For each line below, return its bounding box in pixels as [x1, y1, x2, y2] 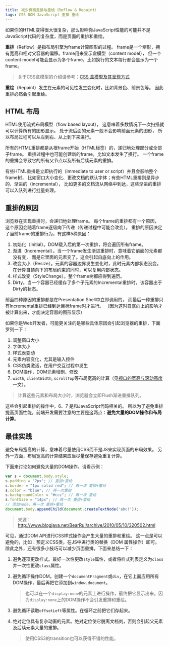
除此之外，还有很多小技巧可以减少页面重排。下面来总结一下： [5, 545, 134, 551]
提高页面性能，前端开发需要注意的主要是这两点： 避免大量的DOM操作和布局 [5, 409, 162, 416]
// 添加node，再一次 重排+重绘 [5, 502, 64, 507]
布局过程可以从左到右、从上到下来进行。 [9, 134, 94, 140]
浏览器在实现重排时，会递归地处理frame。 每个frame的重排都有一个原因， [5, 218, 159, 224]
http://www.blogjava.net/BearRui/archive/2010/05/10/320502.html [17, 522, 155, 528]
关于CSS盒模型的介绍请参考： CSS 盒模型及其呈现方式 [17, 74, 130, 80]
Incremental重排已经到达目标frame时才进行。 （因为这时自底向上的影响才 [9, 303, 163, 309]
